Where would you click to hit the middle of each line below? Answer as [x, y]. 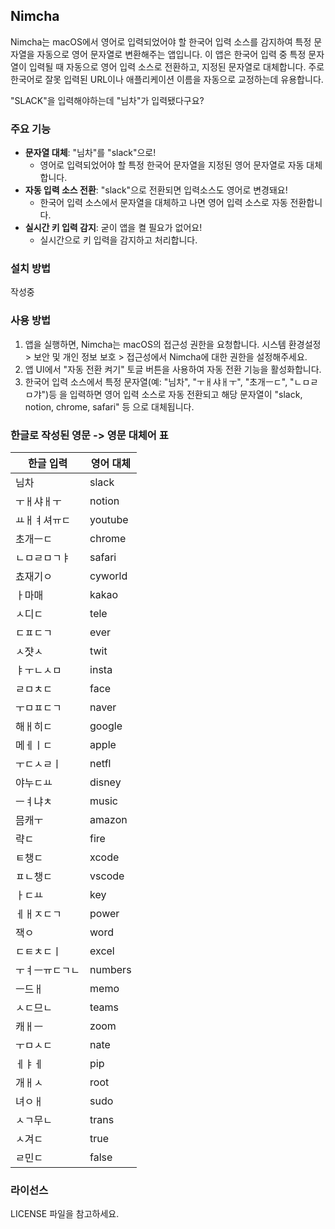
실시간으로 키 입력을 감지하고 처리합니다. [118, 240]
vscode [107, 876]
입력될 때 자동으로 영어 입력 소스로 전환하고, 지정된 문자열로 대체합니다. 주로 [176, 66]
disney [105, 782]
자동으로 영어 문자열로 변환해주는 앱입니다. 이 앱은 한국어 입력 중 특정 [171, 54]
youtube [109, 519]
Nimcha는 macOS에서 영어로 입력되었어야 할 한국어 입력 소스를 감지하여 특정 [161, 41]
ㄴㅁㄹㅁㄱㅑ [43, 557]
